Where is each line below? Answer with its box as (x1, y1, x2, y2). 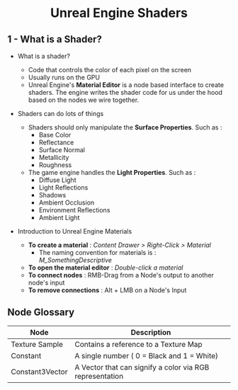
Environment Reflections (38, 206, 110, 214)
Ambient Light (38, 214, 80, 222)
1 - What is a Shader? (7, 33, 103, 45)
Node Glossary (7, 306, 75, 319)
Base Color (38, 131, 72, 139)
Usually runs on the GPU (28, 73, 101, 81)
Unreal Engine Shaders (50, 5, 188, 21)
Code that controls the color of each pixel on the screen (28, 66, 192, 74)
